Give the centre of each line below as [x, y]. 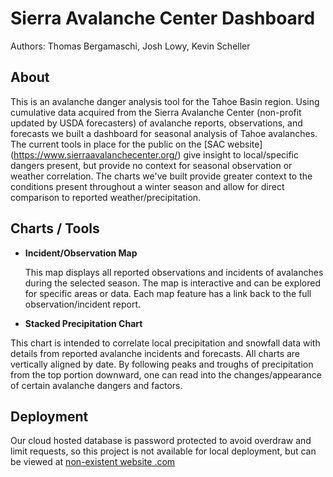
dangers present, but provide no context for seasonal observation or [151, 165]
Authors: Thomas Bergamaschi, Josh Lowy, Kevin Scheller [130, 46]
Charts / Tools [55, 228]
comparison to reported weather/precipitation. [106, 197]
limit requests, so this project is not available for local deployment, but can [163, 451]
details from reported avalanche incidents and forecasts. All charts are [155, 353]
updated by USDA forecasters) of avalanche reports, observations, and [156, 123]
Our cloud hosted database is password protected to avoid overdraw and [161, 441]
